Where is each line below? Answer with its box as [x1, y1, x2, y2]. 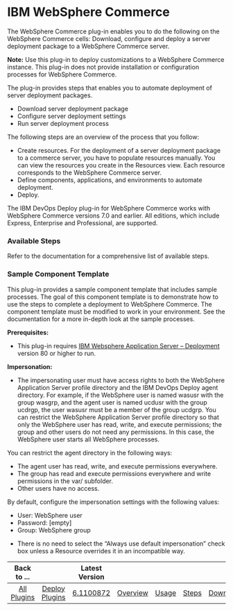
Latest [80, 563, 103, 573]
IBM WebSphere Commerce [7, 4, 170, 20]
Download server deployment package [17, 104, 128, 113]
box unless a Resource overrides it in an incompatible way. [17, 546, 185, 555]
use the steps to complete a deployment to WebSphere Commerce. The [7, 300, 213, 308]
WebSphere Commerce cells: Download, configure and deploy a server [7, 34, 211, 42]
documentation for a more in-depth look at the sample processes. [7, 314, 196, 323]
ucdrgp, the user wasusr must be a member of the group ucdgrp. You [17, 405, 216, 414]
